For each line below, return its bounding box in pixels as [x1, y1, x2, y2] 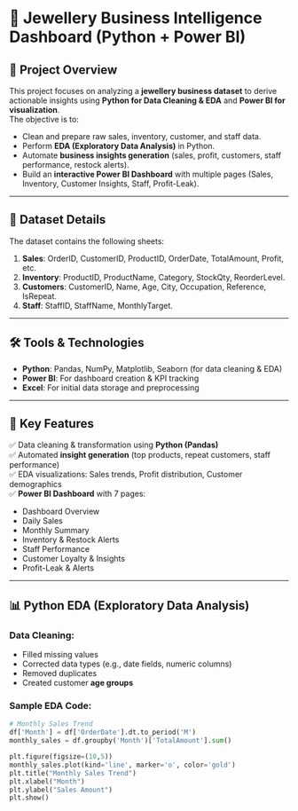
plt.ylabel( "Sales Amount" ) [9, 785, 114, 794]
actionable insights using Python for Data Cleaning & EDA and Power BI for [9, 95, 286, 106]
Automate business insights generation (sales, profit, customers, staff [21, 150, 282, 161]
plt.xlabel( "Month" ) [9, 776, 86, 786]
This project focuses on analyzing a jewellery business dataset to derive [9, 86, 278, 96]
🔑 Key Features [9, 416, 95, 431]
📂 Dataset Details [9, 212, 106, 227]
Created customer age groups [21, 678, 134, 689]
